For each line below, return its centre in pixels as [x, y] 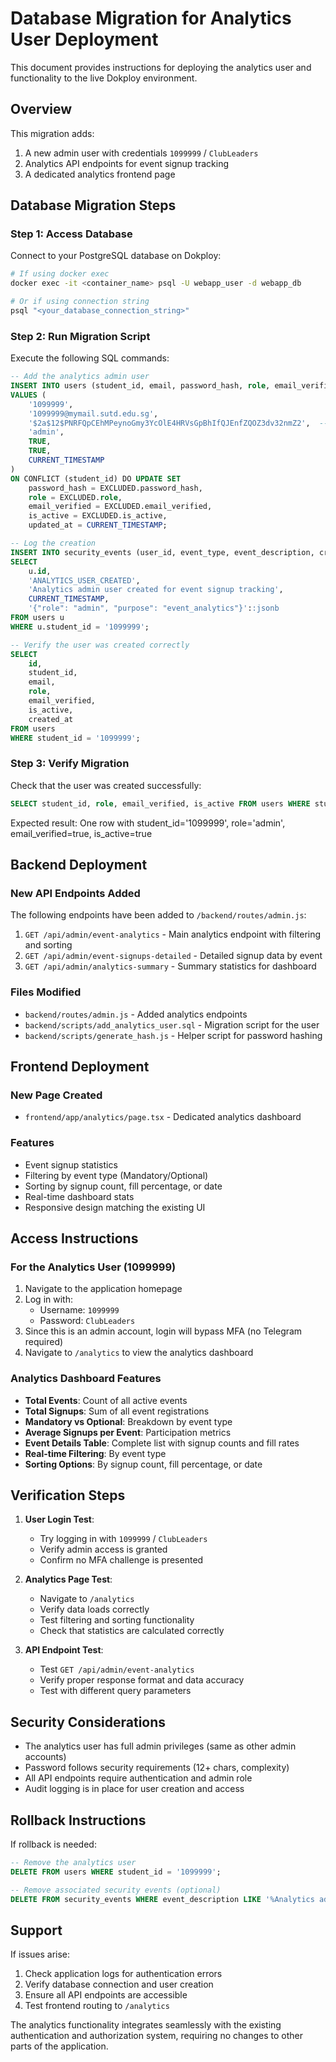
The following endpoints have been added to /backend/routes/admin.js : [158, 915]
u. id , [40, 571]
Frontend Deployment [80, 1067]
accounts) [45, 1757]
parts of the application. [59, 2046]
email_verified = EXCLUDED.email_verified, [120, 507]
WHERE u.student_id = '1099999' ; [80, 627]
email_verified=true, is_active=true [81, 833]
